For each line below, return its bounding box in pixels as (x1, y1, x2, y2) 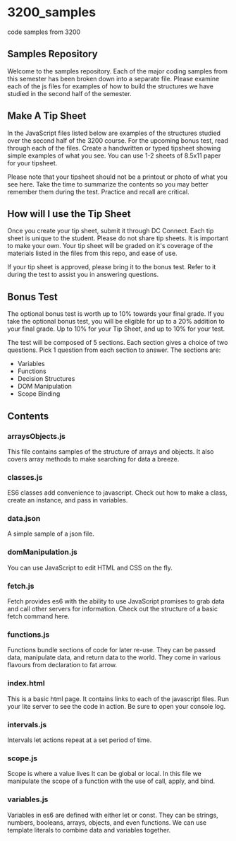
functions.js (7, 630, 50, 640)
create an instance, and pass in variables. (7, 496, 128, 505)
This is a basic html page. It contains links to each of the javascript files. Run (7, 694, 229, 703)
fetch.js (7, 581, 35, 591)
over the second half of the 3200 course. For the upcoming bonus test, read (7, 136, 229, 145)
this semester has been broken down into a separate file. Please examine (7, 74, 220, 83)
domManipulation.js (7, 547, 77, 557)
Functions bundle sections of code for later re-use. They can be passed (7, 646, 216, 654)
